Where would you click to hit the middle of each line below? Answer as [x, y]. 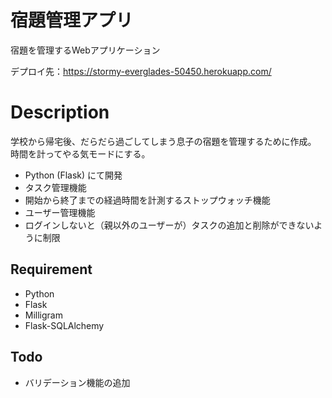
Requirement [51, 269]
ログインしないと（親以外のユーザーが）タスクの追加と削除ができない [169, 225]
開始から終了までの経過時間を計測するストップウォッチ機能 [147, 200]
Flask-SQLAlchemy [64, 325]
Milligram [43, 315]
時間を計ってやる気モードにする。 [80, 153]
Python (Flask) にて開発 [73, 175]
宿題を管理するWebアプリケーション [85, 50]
